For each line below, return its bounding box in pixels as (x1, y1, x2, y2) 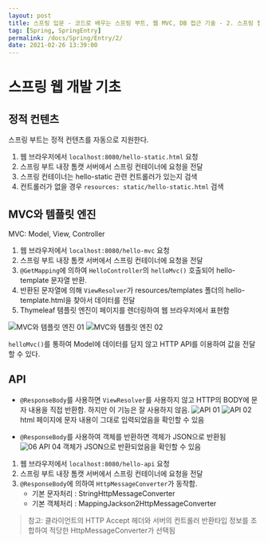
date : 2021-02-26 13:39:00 (8, 41, 98, 49)
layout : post (8, 11, 52, 20)
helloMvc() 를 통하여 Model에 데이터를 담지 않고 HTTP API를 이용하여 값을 (8, 339, 241, 348)
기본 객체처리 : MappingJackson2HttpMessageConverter (31, 498, 217, 508)
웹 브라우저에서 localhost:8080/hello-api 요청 (19, 458, 170, 468)
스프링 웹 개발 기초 (8, 78, 121, 96)
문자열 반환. (50, 275, 88, 285)
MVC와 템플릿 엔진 (8, 207, 97, 221)
